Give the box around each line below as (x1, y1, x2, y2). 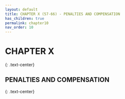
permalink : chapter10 (5, 20, 49, 26)
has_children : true (5, 16, 45, 21)
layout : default (5, 7, 38, 12)
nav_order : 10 (5, 25, 34, 30)
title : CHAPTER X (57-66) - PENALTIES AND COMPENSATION (5, 12, 120, 16)
